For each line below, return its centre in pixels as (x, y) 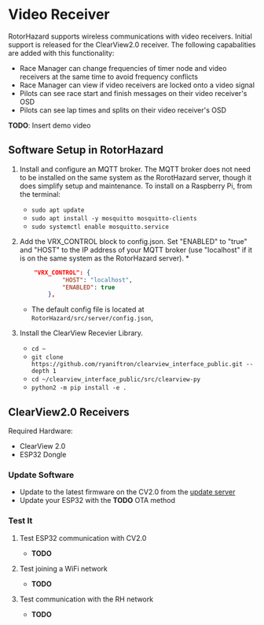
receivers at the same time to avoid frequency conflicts (109, 76)
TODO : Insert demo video (49, 125)
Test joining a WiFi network (64, 568)
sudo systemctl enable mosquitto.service (100, 227)
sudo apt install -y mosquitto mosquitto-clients (114, 218)
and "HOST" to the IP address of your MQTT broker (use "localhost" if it (136, 250)
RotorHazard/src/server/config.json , (92, 318)
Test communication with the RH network (86, 599)
